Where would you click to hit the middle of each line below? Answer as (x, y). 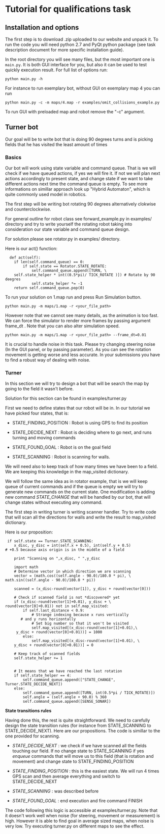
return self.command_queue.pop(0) (49, 288)
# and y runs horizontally (48, 619)
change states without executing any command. (54, 502)
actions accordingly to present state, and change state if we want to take (79, 179)
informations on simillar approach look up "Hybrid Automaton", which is (78, 189)
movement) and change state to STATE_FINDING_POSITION (73, 762)
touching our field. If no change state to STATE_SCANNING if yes (78, 751)
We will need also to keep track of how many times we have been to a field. (82, 467)
